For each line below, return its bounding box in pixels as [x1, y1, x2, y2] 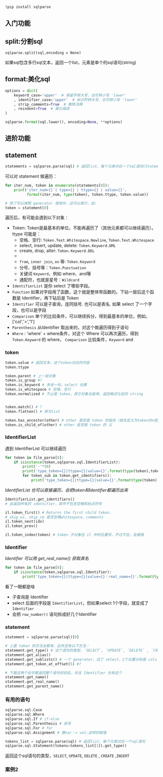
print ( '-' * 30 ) [22, 464, 51, 469]
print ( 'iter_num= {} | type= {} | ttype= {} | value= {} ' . [14, 187, 127, 192]
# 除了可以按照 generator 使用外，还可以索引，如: [5, 201, 97, 206]
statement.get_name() [5, 675, 49, 680]
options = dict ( [5, 88, 38, 93]
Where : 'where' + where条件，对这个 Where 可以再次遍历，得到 [12, 331, 139, 337]
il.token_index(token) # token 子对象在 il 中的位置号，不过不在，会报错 [5, 532, 144, 538]
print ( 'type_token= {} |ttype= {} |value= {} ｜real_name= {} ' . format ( [22, 574, 154, 579]
